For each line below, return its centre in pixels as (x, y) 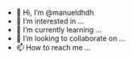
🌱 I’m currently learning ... (59, 30)
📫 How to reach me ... (53, 47)
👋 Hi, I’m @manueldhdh (55, 13)
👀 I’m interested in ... (50, 21)
